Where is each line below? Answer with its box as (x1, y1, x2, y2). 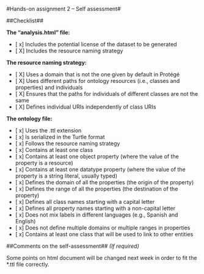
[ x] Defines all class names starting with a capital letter (15, 198, 155, 205)
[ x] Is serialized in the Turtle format (15, 134, 105, 140)
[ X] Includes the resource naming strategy (15, 47, 123, 54)
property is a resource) (15, 159, 73, 167)
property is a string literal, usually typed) (15, 172, 118, 179)
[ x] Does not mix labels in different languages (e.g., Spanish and (15, 211, 178, 218)
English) (15, 218, 36, 225)
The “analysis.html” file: (6, 29, 70, 36)
